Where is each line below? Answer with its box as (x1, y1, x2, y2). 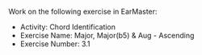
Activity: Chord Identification (19, 22, 116, 31)
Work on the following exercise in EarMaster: (8, 7, 158, 16)
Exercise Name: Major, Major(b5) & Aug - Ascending (19, 31, 195, 40)
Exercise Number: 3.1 (19, 39, 90, 49)
